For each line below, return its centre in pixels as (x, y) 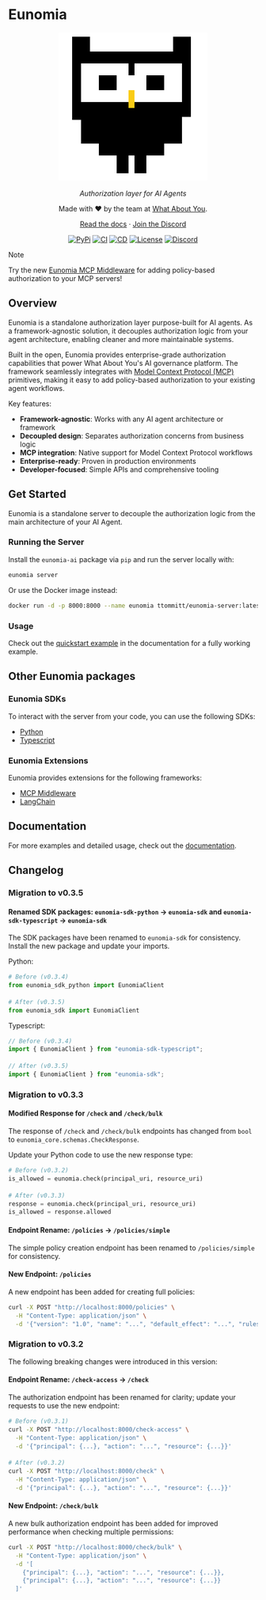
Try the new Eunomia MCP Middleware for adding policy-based (112, 270)
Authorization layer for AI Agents (133, 193)
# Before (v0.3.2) (38, 1171)
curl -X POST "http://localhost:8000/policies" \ (92, 1307)
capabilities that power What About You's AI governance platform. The (123, 363)
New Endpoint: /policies (50, 1274)
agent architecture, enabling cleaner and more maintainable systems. (121, 339)
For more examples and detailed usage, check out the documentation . (123, 846)
